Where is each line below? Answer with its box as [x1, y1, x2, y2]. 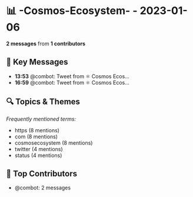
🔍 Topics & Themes [6, 97, 81, 107]
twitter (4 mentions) [14, 145, 63, 152]
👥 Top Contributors [6, 168, 78, 179]
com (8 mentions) [14, 133, 58, 140]
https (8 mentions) [14, 126, 60, 133]
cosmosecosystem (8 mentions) [14, 139, 93, 146]
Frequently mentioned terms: [6, 115, 76, 122]
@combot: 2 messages [14, 184, 71, 191]
